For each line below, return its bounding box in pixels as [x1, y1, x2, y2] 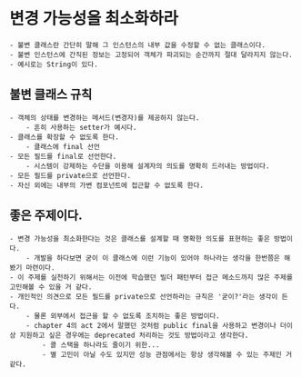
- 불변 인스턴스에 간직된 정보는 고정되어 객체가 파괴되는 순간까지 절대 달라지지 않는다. [9, 50, 293, 59]
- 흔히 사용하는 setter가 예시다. [25, 123, 137, 132]
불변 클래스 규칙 [9, 87, 93, 103]
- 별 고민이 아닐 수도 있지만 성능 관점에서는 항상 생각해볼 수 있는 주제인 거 [42, 350, 293, 359]
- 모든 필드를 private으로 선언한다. [9, 171, 132, 180]
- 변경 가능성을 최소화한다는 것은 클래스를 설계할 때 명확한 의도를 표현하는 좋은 [9, 233, 270, 243]
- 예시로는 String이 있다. [9, 60, 98, 69]
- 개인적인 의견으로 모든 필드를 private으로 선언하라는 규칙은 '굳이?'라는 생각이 [9, 292, 278, 301]
